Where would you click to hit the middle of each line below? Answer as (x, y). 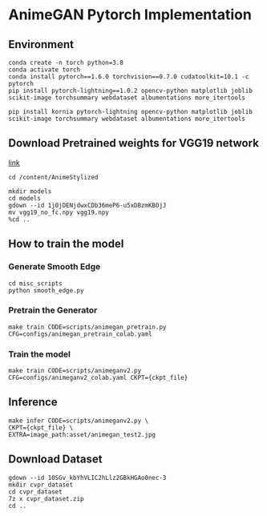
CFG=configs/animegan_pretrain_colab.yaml (80, 334)
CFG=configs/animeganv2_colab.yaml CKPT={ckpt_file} (98, 378)
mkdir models (30, 191)
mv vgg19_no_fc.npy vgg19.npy (59, 212)
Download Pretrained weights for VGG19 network (133, 143)
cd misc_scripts (35, 283)
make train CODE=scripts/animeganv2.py (75, 371)
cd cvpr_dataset (35, 492)
